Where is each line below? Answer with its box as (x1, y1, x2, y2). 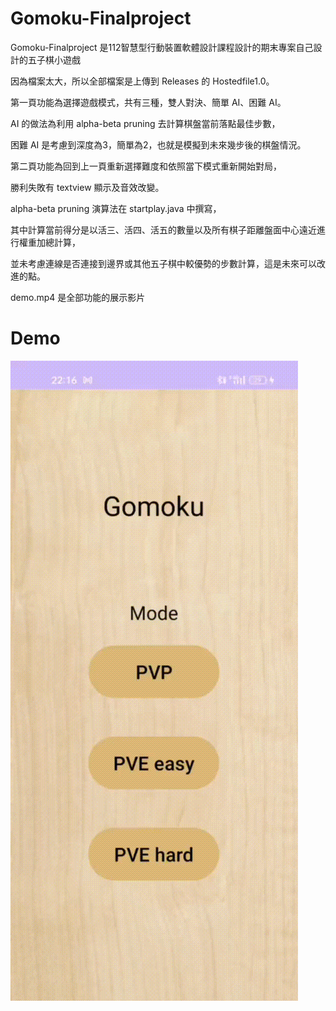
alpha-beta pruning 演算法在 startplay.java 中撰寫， (10, 202, 222, 214)
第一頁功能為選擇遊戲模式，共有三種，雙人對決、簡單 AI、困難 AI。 (10, 96, 287, 108)
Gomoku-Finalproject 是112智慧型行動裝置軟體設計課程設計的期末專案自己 (10, 41, 314, 53)
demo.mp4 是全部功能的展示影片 (10, 291, 146, 303)
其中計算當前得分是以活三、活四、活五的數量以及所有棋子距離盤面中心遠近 (10, 223, 317, 236)
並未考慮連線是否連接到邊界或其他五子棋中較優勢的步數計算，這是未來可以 (10, 257, 317, 269)
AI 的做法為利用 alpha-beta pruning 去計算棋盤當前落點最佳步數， (10, 117, 281, 129)
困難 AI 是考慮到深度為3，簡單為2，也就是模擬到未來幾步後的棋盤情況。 (10, 138, 307, 151)
